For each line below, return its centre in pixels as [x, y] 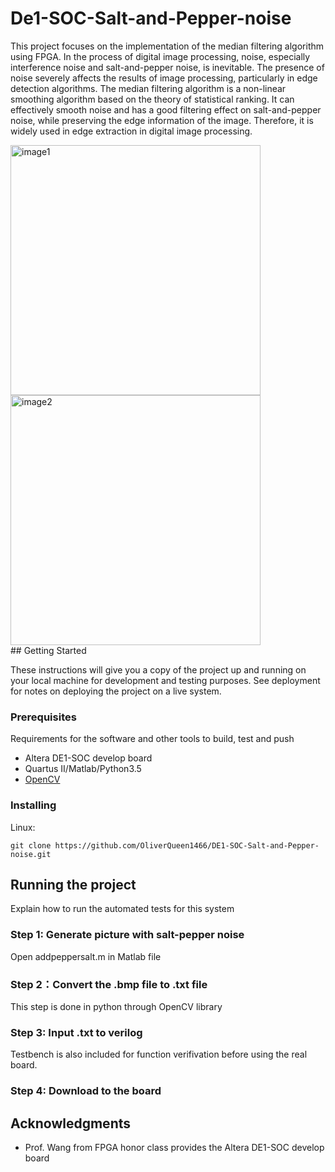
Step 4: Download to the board [86, 1091]
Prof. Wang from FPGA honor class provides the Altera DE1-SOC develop [174, 1147]
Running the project [73, 884]
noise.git [31, 854]
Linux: [23, 827]
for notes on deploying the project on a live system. [116, 691]
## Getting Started [48, 650]
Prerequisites [43, 717]
